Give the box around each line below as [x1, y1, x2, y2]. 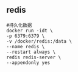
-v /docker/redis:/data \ [6, 38, 72, 45]
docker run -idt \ [6, 27, 53, 34]
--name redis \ [6, 43, 45, 49]
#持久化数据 [6, 22, 32, 28]
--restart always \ [6, 49, 56, 55]
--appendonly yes [6, 59, 51, 66]
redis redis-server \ [6, 54, 62, 60]
